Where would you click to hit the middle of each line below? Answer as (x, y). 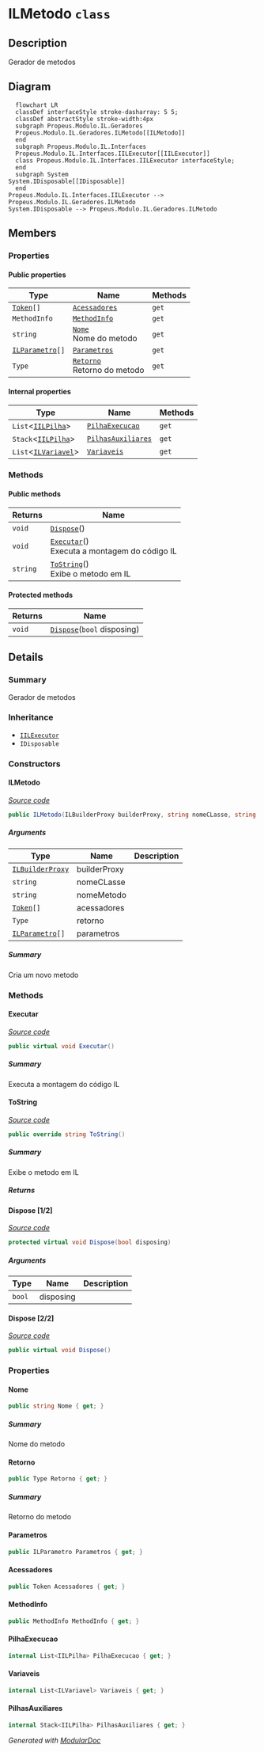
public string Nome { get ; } (56, 1406)
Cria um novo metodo (43, 975)
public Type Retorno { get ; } (58, 1479)
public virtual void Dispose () (60, 1351)
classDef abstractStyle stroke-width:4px (85, 119)
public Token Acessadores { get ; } (67, 1587)
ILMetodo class (59, 14)
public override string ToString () (67, 1134)
